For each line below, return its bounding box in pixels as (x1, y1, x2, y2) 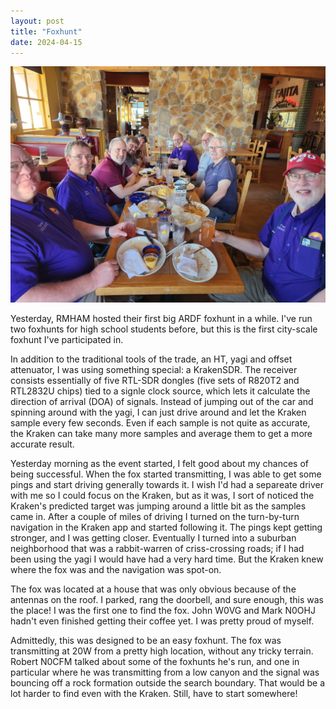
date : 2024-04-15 (10, 37, 83, 47)
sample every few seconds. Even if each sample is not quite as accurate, (10, 417, 311, 429)
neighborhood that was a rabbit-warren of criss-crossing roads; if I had (10, 543, 305, 555)
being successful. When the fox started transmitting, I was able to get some (10, 468, 322, 480)
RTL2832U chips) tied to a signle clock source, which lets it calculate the (10, 385, 311, 397)
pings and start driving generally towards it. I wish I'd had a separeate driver (10, 479, 324, 491)
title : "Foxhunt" (10, 26, 83, 37)
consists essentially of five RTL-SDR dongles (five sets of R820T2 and (10, 375, 300, 387)
